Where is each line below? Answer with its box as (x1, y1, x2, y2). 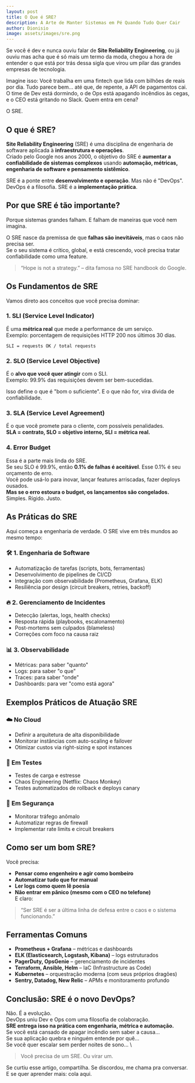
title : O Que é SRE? (6, 14, 57, 20)
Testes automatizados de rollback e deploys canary (14, 785, 140, 792)
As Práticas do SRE (6, 512, 78, 522)
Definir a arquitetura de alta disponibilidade (14, 731, 120, 739)
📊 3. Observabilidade (6, 646, 70, 654)
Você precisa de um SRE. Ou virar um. (20, 1053, 114, 1060)
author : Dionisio (6, 25, 49, 31)
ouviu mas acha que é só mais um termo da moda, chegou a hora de (6, 53, 173, 60)
